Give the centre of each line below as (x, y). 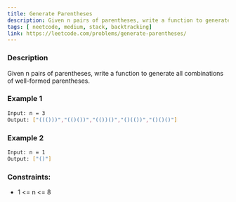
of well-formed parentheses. (48, 81)
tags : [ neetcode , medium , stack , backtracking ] (80, 27)
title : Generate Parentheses (50, 14)
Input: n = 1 (26, 152)
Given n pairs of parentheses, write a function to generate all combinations (115, 73)
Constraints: (29, 177)
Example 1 (25, 99)
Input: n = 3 (26, 113)
